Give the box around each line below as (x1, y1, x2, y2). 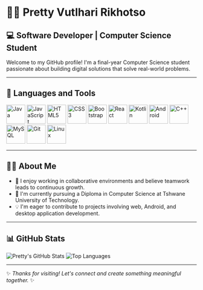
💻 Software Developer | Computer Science (6, 30, 172, 40)
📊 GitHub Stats (6, 234, 65, 244)
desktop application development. (14, 210, 100, 217)
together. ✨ (6, 277, 35, 284)
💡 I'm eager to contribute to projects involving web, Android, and (14, 202, 176, 210)
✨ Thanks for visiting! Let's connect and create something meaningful (6, 270, 181, 277)
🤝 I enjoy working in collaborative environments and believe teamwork (14, 177, 190, 184)
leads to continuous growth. (14, 184, 85, 191)
